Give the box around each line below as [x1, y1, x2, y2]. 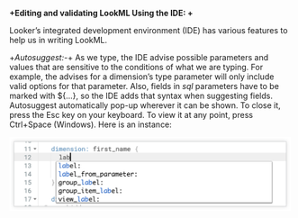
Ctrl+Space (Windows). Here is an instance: [9, 119, 173, 130]
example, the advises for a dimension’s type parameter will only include [9, 71, 275, 82]
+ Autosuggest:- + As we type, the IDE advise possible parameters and [9, 52, 269, 62]
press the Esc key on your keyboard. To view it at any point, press [9, 110, 254, 120]
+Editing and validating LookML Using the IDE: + [9, 8, 194, 18]
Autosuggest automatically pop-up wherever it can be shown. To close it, [9, 100, 281, 111]
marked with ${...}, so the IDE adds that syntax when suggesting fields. [9, 90, 273, 101]
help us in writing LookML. [9, 35, 108, 45]
